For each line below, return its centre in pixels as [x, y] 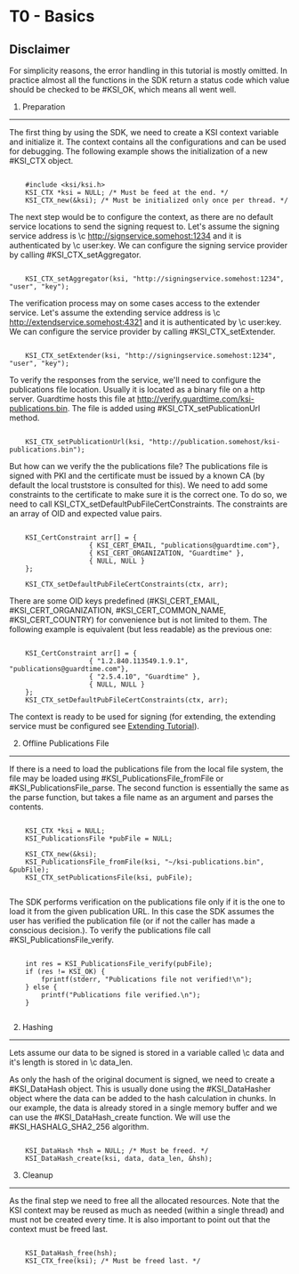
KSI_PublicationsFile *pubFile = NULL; [99, 839]
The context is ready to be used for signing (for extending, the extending [142, 717]
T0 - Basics [52, 16]
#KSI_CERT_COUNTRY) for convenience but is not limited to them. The [138, 620]
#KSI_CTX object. [41, 161]
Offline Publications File [65, 743]
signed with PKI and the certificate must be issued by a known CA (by [137, 475]
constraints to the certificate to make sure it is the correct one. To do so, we [148, 495]
